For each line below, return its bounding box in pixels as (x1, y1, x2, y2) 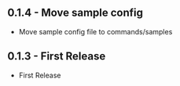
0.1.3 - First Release (7, 50, 106, 63)
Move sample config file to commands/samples (18, 27, 173, 36)
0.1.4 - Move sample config (7, 6, 143, 20)
